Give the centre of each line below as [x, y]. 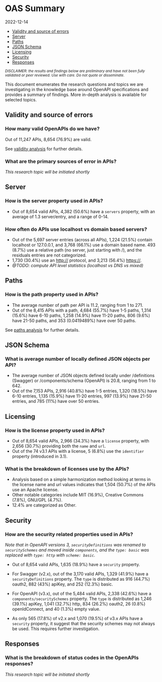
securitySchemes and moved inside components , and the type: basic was [77, 550]
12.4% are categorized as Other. [44, 505]
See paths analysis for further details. [42, 330]
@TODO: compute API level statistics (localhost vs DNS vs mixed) [78, 265]
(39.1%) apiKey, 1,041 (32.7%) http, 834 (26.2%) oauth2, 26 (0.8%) [79, 603]
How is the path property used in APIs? [52, 295]
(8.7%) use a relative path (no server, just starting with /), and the [77, 250]
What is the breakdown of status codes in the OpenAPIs [72, 658]
